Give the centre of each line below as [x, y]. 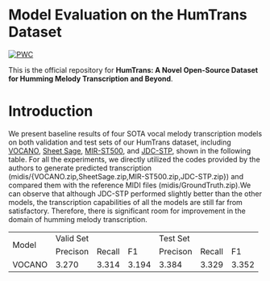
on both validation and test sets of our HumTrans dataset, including [120, 142]
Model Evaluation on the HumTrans [128, 15]
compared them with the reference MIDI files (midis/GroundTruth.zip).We [130, 185]
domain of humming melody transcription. [78, 219]
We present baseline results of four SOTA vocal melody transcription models [135, 133]
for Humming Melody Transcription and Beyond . [91, 78]
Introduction [51, 111]
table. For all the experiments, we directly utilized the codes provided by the [134, 159]
